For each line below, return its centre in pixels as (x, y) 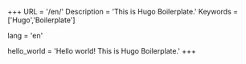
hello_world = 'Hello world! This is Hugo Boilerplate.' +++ (102, 51)
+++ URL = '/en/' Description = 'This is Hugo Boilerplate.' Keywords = (123, 12)
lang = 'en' (25, 36)
